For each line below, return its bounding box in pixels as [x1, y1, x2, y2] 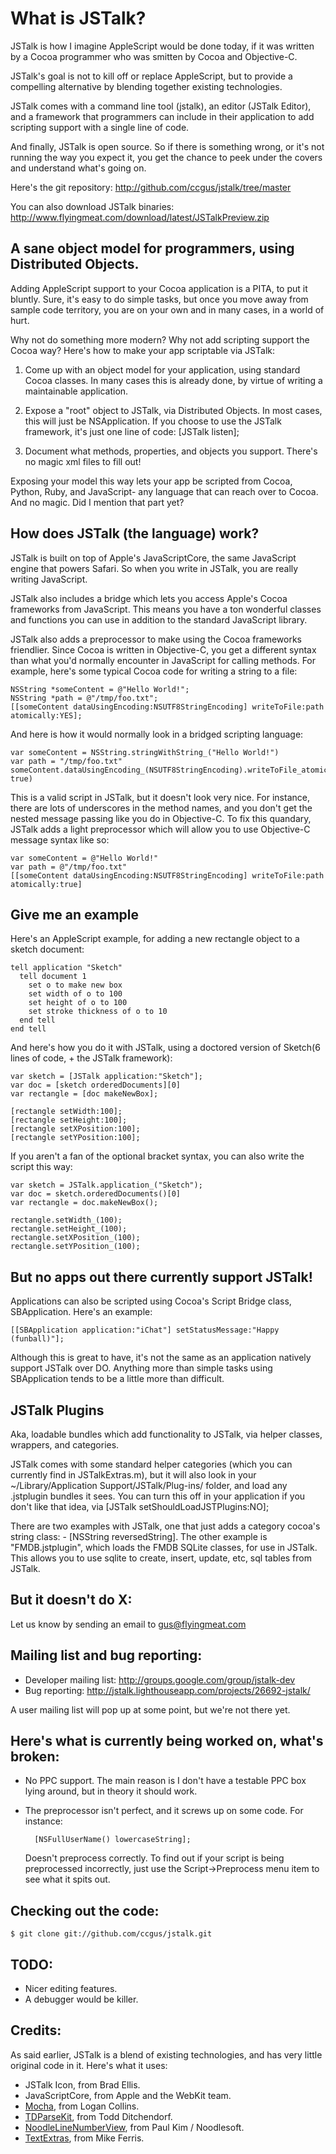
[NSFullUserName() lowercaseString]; [34, 1835, 192, 1845]
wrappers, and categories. [10, 1439, 120, 1451]
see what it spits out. [24, 1873, 111, 1886]
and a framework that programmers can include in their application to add [10, 110, 315, 122]
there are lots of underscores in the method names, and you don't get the [10, 802, 313, 814]
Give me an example [10, 906, 140, 923]
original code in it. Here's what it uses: [10, 2059, 168, 2071]
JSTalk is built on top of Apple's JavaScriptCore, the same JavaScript [10, 552, 297, 564]
